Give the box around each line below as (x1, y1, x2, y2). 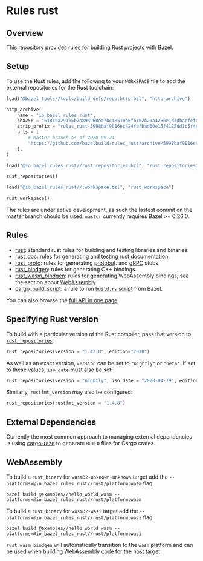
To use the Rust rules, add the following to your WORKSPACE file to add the (6, 77, 185, 85)
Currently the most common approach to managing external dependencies (6, 433, 192, 440)
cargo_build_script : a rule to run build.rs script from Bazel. (14, 285, 163, 292)
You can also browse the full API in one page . (6, 296, 120, 304)
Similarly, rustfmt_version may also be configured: (6, 388, 133, 396)
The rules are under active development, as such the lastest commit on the (6, 207, 193, 214)
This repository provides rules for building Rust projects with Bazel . (6, 44, 173, 51)
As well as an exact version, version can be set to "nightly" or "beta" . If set (6, 359, 196, 367)
